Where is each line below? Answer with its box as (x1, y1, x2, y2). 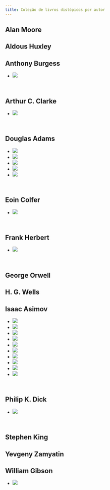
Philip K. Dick (5, 395, 47, 404)
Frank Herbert (5, 234, 50, 242)
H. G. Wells (5, 288, 40, 296)
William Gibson (5, 467, 53, 475)
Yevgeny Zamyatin (5, 450, 64, 458)
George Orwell (5, 271, 51, 280)
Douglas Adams (5, 135, 55, 143)
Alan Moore (5, 26, 42, 34)
